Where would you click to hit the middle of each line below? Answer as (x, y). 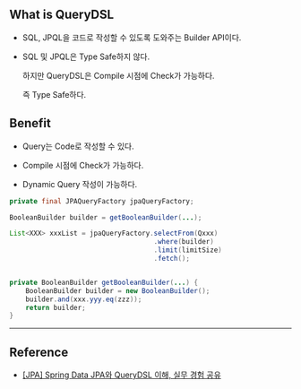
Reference (39, 352)
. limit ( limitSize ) (188, 250)
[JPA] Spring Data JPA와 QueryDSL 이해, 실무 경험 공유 (121, 375)
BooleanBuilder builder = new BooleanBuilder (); (118, 290)
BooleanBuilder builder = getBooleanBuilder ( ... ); (106, 217)
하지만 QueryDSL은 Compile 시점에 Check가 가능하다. (118, 75)
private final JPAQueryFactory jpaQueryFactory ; (102, 201)
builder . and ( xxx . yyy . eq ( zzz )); (84, 299)
